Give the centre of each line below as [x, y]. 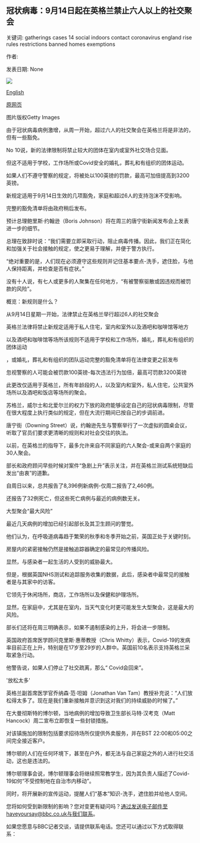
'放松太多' [18, 680]
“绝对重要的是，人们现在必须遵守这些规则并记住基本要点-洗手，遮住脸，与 [97, 261]
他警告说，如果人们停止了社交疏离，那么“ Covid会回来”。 [76, 668]
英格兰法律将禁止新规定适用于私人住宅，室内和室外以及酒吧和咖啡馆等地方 [97, 326]
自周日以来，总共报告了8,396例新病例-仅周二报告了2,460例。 [82, 486]
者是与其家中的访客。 [32, 582]
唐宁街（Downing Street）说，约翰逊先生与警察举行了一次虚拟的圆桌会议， [98, 425]
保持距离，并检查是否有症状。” [48, 268]
